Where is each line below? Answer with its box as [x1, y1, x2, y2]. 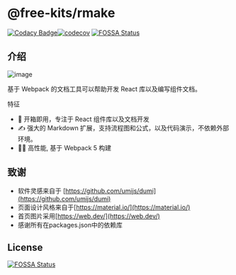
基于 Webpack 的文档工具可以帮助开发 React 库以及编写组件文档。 [7, 84, 202, 93]
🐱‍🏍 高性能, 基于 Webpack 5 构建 [17, 143, 112, 152]
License [7, 241, 43, 253]
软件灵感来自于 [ [17, 186, 66, 195]
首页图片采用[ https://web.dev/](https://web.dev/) [17, 211, 161, 220]
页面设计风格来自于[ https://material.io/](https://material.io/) [17, 203, 191, 211]
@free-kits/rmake [7, 5, 116, 21]
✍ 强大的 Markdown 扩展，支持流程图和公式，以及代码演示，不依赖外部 [17, 123, 230, 132]
